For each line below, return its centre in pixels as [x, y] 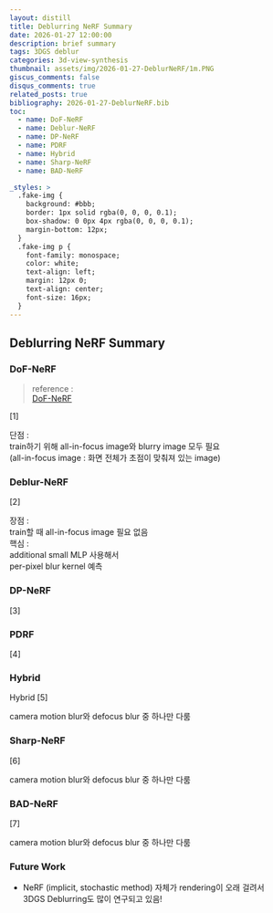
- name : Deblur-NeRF [57, 129]
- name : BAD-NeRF [51, 171]
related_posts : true [49, 94]
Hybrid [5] [29, 698]
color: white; [52, 264]
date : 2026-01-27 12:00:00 [61, 35]
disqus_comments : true [52, 86]
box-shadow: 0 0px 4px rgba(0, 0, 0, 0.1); [110, 221]
